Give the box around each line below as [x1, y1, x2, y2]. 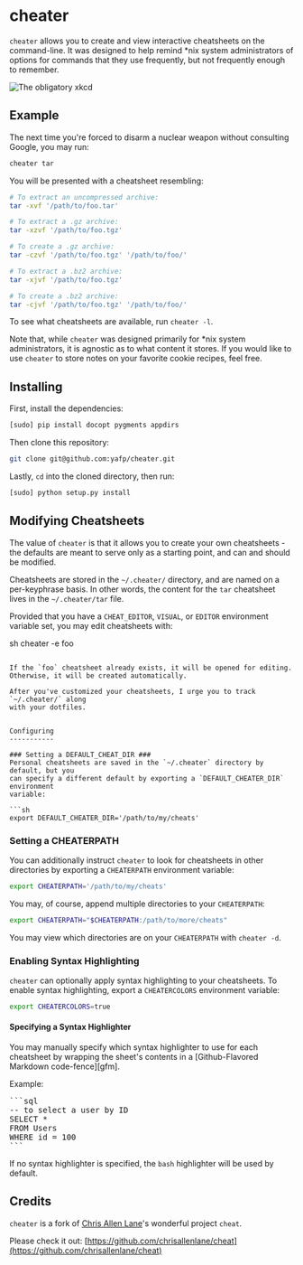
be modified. [9, 557, 57, 567]
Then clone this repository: [9, 437, 110, 448]
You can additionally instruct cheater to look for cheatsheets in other [9, 855, 264, 866]
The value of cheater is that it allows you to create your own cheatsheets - [9, 537, 286, 548]
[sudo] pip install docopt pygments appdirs [9, 421, 179, 430]
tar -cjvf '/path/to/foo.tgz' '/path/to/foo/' [9, 300, 188, 309]
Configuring [9, 726, 54, 736]
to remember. [9, 64, 60, 75]
